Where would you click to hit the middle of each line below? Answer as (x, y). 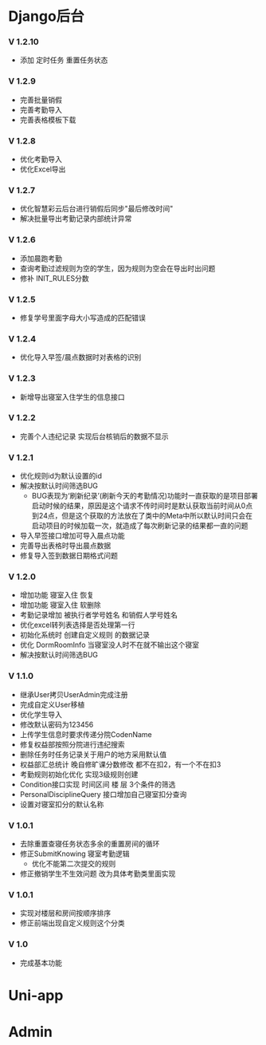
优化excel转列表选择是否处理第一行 (77, 625)
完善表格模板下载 (48, 120)
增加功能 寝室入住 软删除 (60, 605)
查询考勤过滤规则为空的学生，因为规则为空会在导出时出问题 (117, 268)
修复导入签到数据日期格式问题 (68, 556)
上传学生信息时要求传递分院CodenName (86, 734)
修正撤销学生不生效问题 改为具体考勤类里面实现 (98, 873)
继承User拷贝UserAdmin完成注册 (74, 694)
